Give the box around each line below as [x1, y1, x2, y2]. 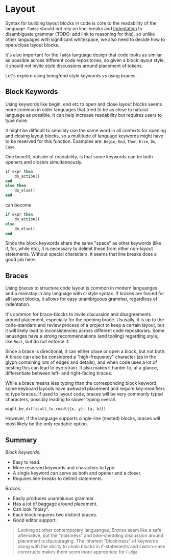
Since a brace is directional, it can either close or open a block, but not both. [5, 348, 166, 355]
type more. [5, 117, 29, 123]
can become [5, 202, 32, 208]
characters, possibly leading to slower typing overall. [5, 397, 116, 403]
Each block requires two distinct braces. [12, 512, 97, 517]
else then [5, 183, 27, 189]
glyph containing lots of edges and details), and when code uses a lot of [5, 359, 157, 365]
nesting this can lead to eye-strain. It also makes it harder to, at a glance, [5, 365, 158, 371]
